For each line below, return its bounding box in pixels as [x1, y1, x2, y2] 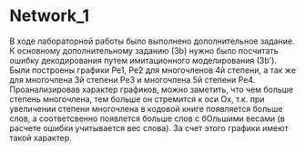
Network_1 [9, 5, 89, 26]
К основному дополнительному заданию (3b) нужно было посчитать [9, 45, 280, 56]
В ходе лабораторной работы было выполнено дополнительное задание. [9, 35, 295, 46]
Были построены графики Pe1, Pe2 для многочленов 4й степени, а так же [9, 65, 297, 76]
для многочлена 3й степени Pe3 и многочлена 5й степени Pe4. [9, 74, 256, 85]
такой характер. [9, 132, 72, 143]
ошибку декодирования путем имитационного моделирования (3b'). [9, 55, 278, 66]
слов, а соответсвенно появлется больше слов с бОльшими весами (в [9, 113, 285, 124]
